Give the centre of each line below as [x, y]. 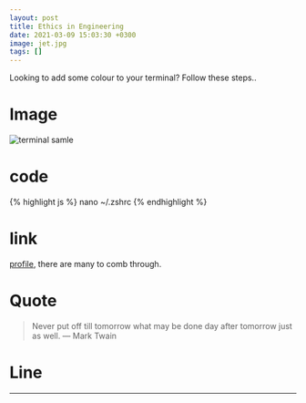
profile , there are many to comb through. [86, 263]
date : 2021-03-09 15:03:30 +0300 [73, 35]
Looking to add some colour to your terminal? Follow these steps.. [133, 77]
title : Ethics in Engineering [67, 26]
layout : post [34, 18]
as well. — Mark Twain [74, 336]
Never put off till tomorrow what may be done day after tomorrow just [162, 325]
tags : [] [26, 52]
